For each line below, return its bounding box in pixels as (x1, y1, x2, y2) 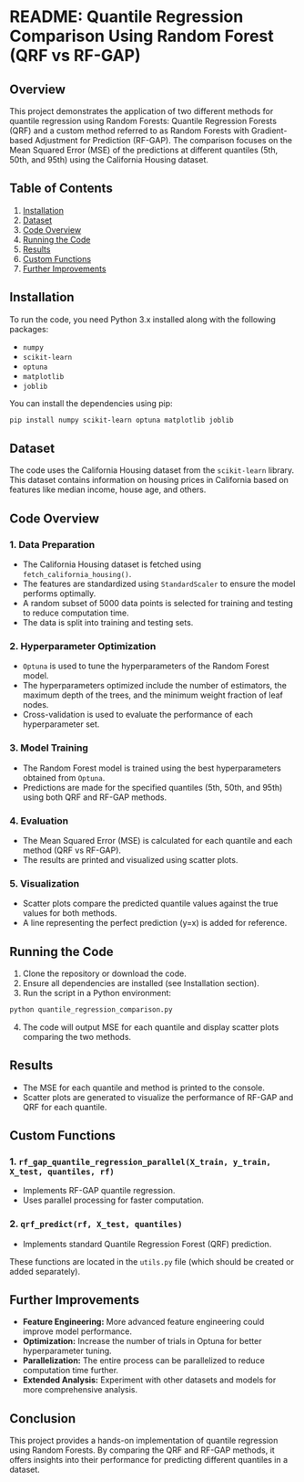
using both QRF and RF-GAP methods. (22, 792, 167, 803)
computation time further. (22, 1365, 119, 1376)
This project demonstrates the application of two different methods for (9, 106, 274, 116)
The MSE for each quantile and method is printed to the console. (22, 1082, 266, 1093)
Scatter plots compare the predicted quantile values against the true (22, 898, 279, 909)
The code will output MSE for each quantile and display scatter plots (22, 1021, 279, 1033)
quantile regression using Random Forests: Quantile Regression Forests (9, 116, 278, 126)
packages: (9, 323, 49, 334)
